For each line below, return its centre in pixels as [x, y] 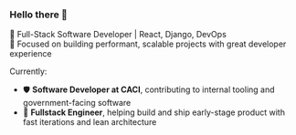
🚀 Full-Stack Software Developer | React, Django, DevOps [118, 35]
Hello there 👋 [39, 15]
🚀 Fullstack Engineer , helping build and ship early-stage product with [154, 112]
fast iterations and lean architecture [90, 122]
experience [31, 54]
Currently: [28, 71]
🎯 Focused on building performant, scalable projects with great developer [148, 44]
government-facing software [77, 103]
